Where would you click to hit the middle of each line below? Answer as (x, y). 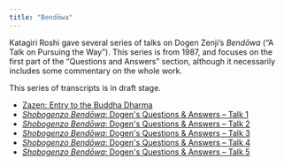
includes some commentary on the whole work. (96, 71)
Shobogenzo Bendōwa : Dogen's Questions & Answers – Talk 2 (136, 124)
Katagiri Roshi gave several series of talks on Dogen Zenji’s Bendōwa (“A (142, 42)
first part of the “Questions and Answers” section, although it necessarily (142, 61)
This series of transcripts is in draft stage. (85, 87)
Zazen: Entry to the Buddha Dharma (87, 105)
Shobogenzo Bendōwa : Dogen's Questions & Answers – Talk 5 (136, 152)
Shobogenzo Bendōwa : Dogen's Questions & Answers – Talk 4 (136, 142)
